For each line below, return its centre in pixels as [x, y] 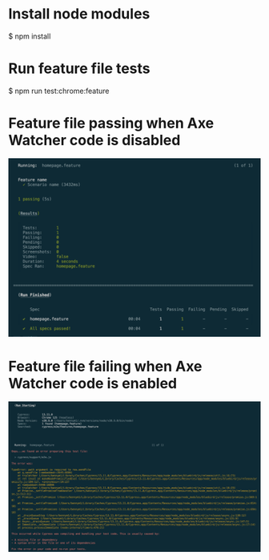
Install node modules [79, 14]
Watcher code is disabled [94, 140]
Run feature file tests [79, 69]
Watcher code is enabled [93, 384]
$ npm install [30, 36]
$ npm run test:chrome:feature [59, 91]
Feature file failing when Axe [105, 367]
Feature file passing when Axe [111, 123]
